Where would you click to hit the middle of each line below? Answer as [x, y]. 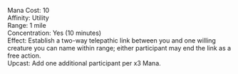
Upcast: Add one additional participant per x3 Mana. [84, 63]
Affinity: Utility [29, 18]
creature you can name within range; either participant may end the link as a [119, 48]
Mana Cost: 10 [29, 10]
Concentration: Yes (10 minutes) [55, 33]
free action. [24, 55]
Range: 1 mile [27, 25]
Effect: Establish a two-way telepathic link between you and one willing [112, 41]
